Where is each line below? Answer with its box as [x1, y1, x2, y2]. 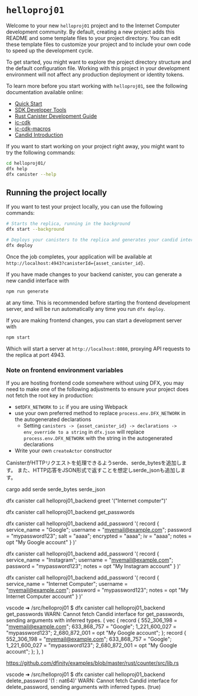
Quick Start [14, 100, 42, 107]
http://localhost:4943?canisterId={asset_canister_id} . [6, 259, 146, 266]
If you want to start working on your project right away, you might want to [6, 142, 184, 150]
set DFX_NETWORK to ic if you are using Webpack [14, 403, 128, 410]
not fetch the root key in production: [6, 392, 94, 399]
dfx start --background [6, 226, 65, 233]
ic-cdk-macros [14, 125, 51, 132]
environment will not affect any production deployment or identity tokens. [6, 71, 184, 78]
